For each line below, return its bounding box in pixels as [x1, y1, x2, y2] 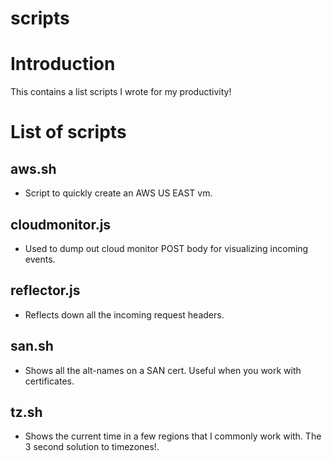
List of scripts [10, 121, 127, 144]
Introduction [10, 53, 116, 76]
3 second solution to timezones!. [24, 441, 160, 453]
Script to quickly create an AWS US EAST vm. [24, 187, 213, 199]
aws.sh [10, 160, 57, 177]
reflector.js [10, 282, 81, 299]
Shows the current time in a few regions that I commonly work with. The [24, 430, 322, 442]
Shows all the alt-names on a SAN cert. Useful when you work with [24, 364, 302, 376]
